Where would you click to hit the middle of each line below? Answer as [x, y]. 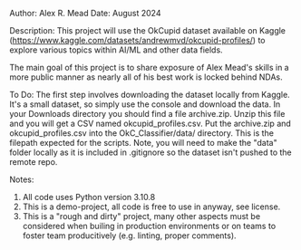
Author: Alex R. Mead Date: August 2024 [85, 13]
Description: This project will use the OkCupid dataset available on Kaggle [148, 30]
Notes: [22, 179]
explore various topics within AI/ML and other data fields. [117, 50]
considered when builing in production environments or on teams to [149, 226]
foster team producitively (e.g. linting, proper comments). [130, 236]
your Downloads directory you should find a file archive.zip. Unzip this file [147, 114]
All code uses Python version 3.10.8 [89, 197]
